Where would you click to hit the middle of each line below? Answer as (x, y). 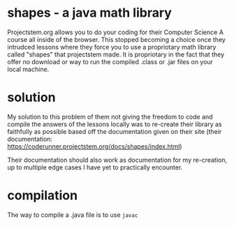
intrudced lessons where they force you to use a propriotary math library (112, 47)
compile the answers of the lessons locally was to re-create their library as (115, 124)
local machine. (28, 69)
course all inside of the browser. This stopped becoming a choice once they (116, 39)
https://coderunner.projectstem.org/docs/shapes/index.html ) (95, 146)
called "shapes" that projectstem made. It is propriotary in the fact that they (116, 54)
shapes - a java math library (90, 13)
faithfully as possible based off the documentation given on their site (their (115, 131)
